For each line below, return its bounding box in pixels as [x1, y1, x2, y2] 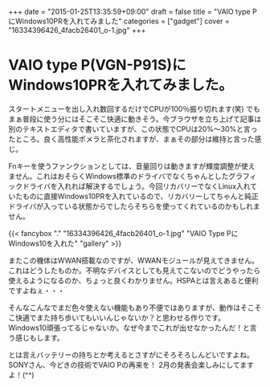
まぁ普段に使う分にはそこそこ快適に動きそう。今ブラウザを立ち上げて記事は [8, 114, 262, 124]
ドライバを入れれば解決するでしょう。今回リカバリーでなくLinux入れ [22, 181, 251, 191]
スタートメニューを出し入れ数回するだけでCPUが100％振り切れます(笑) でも [8, 104, 261, 113]
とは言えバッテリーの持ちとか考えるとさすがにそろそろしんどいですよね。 [8, 349, 255, 360]
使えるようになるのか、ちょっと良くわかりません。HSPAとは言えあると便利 [8, 275, 259, 285]
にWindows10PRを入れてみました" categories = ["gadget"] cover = [8, 16, 231, 26]
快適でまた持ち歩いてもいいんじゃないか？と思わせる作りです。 [14, 312, 226, 322]
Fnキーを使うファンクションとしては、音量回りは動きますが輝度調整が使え [8, 161, 256, 171]
